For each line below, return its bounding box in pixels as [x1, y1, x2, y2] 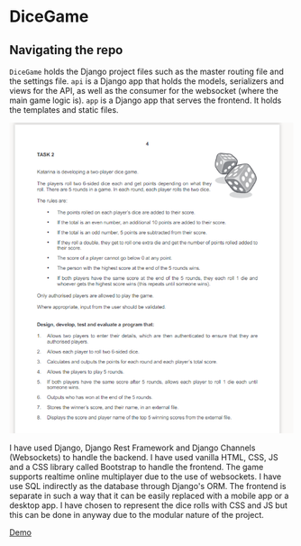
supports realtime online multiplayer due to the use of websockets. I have [9, 471, 282, 482]
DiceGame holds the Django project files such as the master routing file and [9, 66, 284, 77]
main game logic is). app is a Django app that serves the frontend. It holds [9, 95, 282, 106]
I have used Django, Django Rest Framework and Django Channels [9, 442, 256, 453]
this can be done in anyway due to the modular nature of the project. [9, 509, 264, 520]
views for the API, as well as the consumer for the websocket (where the [9, 86, 279, 96]
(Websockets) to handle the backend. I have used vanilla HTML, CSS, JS [9, 451, 278, 462]
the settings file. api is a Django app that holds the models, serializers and [9, 76, 285, 87]
